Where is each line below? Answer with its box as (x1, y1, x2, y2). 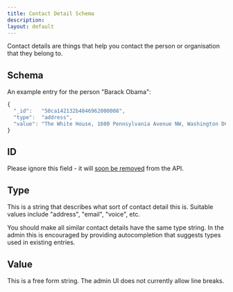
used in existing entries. (7, 238, 76, 246)
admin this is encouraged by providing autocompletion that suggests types (7, 231, 221, 239)
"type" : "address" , (13, 113, 73, 121)
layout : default (7, 23, 54, 30)
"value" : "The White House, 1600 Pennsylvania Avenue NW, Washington (13, 120, 218, 127)
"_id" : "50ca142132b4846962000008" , (13, 108, 126, 115)
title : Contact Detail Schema (7, 10, 95, 17)
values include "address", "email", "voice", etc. (7, 210, 141, 219)
